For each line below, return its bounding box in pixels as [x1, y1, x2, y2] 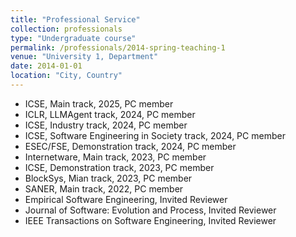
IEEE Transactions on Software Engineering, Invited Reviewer [24, 214, 277, 226]
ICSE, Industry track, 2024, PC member [24, 119, 188, 131]
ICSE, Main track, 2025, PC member [24, 97, 174, 110]
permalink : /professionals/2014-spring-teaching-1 [10, 42, 226, 53]
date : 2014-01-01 [10, 61, 83, 71]
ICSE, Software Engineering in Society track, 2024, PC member [24, 129, 286, 141]
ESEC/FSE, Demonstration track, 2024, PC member [24, 140, 237, 152]
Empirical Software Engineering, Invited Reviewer [24, 193, 228, 205]
